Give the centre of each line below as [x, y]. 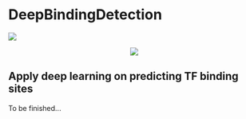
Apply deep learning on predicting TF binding [123, 76]
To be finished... [35, 108]
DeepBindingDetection [85, 15]
